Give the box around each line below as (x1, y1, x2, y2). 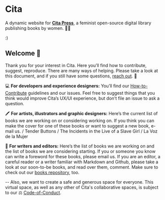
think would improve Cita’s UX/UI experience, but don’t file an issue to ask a (5, 95, 160, 101)
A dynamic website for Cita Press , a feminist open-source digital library (5, 20, 152, 26)
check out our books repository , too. (5, 169, 80, 175)
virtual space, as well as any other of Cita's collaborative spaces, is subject (5, 184, 159, 190)
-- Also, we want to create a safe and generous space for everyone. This (5, 179, 154, 185)
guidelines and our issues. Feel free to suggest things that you (28, 90, 155, 96)
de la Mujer (5, 133, 28, 139)
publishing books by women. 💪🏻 (5, 25, 71, 31)
